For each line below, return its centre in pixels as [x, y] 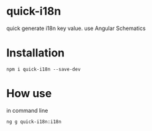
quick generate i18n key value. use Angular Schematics [76, 28]
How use [29, 94]
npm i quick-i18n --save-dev [44, 69]
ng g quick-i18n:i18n [34, 122]
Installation [36, 53]
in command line [27, 110]
